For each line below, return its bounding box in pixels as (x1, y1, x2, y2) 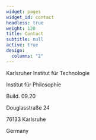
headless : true (6, 20, 44, 26)
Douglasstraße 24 (6, 104, 50, 111)
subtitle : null (6, 36, 44, 42)
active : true (6, 42, 39, 48)
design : (6, 48, 25, 54)
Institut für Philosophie (6, 81, 62, 88)
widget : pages (6, 8, 41, 15)
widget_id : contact (6, 14, 55, 20)
